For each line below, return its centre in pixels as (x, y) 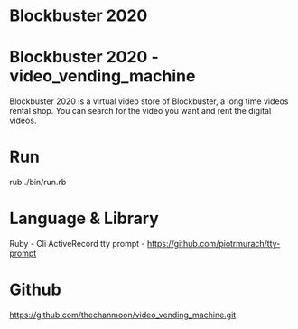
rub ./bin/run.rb (38, 183)
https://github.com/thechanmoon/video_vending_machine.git (123, 315)
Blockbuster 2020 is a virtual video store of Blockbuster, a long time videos (149, 101)
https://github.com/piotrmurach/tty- (214, 244)
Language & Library (84, 219)
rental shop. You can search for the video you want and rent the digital (140, 111)
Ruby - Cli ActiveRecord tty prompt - (78, 244)
